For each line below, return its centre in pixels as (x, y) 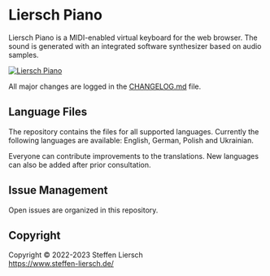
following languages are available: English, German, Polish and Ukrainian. (131, 140)
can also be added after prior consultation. (80, 164)
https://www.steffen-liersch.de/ (61, 264)
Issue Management (58, 190)
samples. (24, 55)
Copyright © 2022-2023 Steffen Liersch (76, 255)
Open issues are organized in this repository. (83, 210)
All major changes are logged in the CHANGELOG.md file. (105, 86)
